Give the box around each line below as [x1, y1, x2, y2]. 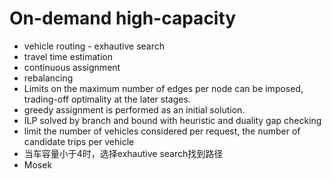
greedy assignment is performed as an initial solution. [23, 103, 246, 116]
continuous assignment [23, 61, 121, 73]
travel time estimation [23, 50, 114, 62]
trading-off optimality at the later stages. [23, 93, 191, 105]
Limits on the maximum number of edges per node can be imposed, [23, 82, 304, 94]
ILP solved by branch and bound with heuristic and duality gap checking [23, 114, 322, 126]
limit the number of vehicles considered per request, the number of [23, 125, 301, 137]
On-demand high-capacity [9, 7, 237, 30]
